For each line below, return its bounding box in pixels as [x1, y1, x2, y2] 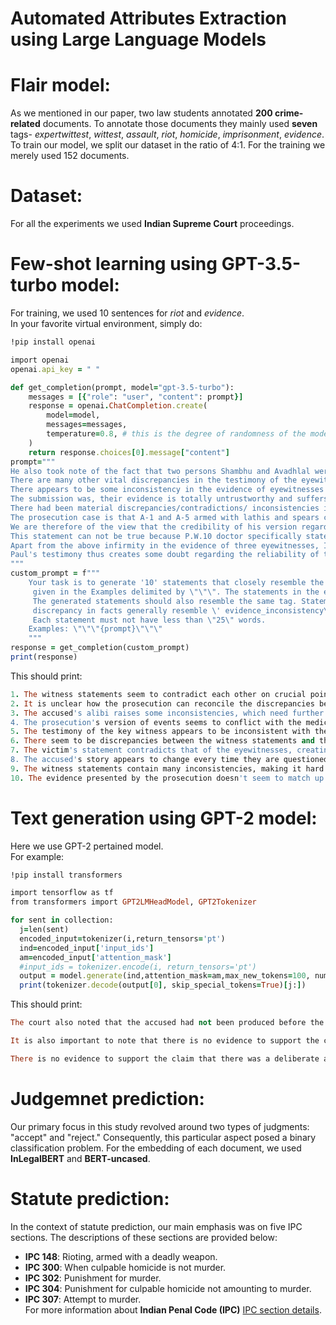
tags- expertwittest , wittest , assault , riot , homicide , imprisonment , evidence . [10, 128, 325, 141]
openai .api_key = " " [10, 364, 101, 374]
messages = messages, [46, 420, 128, 430]
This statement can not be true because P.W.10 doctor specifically [10, 531, 302, 541]
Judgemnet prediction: [10, 1088, 205, 1110]
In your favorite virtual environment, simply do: [10, 318, 203, 329]
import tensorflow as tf [10, 888, 114, 898]
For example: [10, 850, 65, 862]
